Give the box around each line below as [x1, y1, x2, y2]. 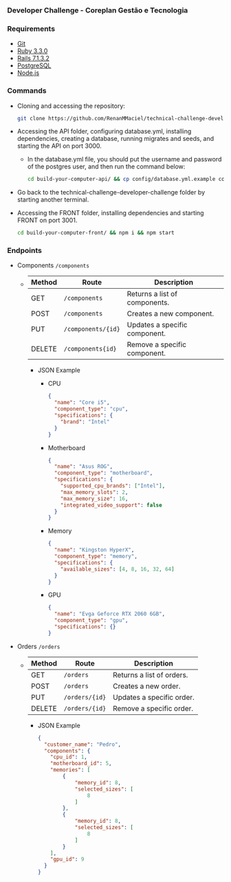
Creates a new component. [126, 309, 214, 318]
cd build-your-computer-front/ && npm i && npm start [16, 230, 175, 236]
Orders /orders [16, 642, 60, 650]
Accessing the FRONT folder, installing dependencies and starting [16, 209, 204, 217]
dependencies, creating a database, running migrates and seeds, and [16, 135, 214, 143]
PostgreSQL [16, 61, 52, 70]
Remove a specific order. [113, 703, 194, 713]
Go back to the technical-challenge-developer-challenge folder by [16, 188, 206, 197]
